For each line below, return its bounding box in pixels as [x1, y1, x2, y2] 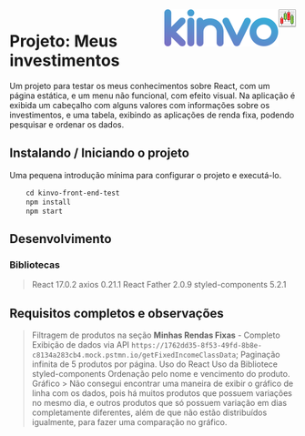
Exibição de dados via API [31, 340, 130, 350]
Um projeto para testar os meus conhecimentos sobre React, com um [9, 80, 270, 91]
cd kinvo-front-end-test [25, 188, 120, 198]
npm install [25, 198, 71, 207]
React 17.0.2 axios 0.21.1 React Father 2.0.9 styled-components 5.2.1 [31, 279, 287, 290]
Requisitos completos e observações [9, 305, 225, 321]
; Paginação [235, 350, 280, 360]
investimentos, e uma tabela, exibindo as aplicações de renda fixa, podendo [9, 109, 295, 120]
